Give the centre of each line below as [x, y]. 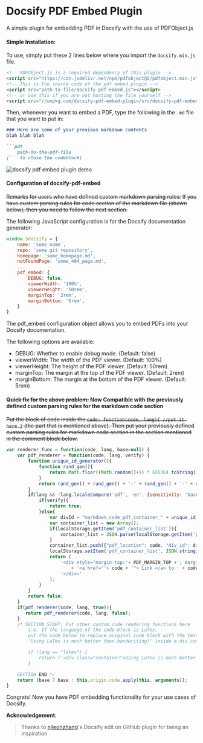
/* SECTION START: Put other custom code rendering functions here [104, 624]
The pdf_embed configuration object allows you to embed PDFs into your [97, 324]
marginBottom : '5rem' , [56, 301]
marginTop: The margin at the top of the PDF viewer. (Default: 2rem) [99, 373]
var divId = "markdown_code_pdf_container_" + [109, 517]
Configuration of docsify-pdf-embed [53, 183]
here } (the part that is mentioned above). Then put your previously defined [100, 426]
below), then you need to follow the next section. [67, 210]
